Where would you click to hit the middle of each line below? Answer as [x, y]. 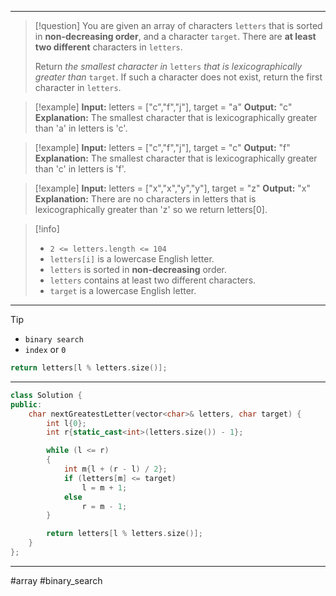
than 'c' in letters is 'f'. [80, 169]
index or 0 [45, 349]
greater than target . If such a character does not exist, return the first [178, 77]
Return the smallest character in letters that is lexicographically [168, 66]
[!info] [47, 229]
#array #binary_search [56, 580]
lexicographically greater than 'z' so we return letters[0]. [151, 209]
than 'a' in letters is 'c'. [81, 128]
